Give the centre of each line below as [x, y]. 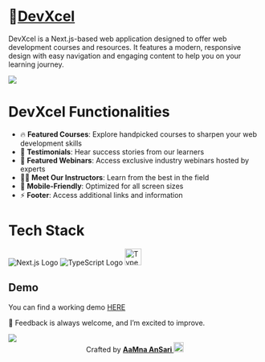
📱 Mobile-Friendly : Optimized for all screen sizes [102, 186]
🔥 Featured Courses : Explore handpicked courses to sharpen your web [138, 134]
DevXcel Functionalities [89, 112]
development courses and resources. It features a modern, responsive [125, 47]
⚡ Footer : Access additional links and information [101, 195]
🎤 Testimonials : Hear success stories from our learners [112, 151]
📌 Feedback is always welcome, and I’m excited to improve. [107, 323]
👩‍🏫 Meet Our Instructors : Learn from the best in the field [114, 177]
